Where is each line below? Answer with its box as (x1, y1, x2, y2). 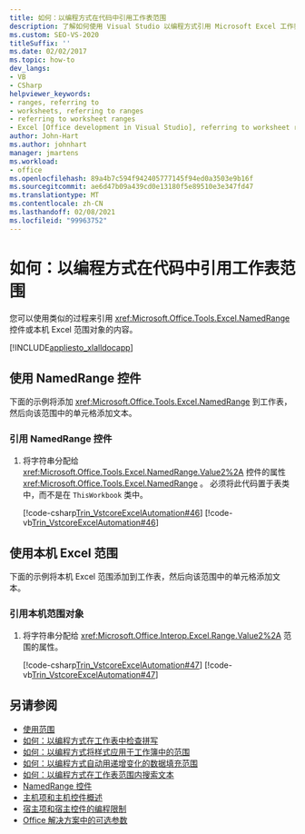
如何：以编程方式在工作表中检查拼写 (22, 735, 159, 746)
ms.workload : (9, 156, 59, 166)
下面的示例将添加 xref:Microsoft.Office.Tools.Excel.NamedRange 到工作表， (9, 396, 292, 407)
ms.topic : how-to (9, 55, 75, 65)
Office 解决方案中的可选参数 (22, 814, 128, 825)
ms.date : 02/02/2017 (9, 47, 88, 56)
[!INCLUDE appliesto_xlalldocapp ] (9, 342, 133, 352)
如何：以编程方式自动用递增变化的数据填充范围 (22, 758, 198, 769)
